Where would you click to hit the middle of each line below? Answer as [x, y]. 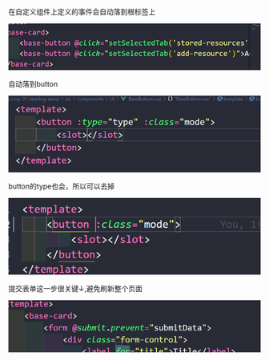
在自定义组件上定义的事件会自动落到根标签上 [82, 12]
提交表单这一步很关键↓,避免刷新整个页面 [75, 289]
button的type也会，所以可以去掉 [61, 186]
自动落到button [33, 84]
